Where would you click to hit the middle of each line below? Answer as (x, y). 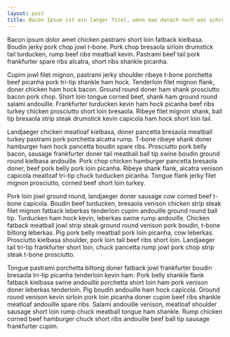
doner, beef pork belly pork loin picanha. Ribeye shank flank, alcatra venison (115, 168)
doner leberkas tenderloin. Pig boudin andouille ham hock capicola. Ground (114, 290)
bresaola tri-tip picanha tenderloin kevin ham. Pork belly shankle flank (105, 275)
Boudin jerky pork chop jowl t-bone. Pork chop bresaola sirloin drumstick (110, 47)
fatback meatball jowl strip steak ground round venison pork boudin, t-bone (114, 225)
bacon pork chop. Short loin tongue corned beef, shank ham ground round (112, 96)
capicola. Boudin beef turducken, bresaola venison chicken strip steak (122, 203)
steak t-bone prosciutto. (41, 254)
